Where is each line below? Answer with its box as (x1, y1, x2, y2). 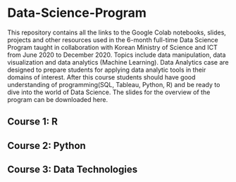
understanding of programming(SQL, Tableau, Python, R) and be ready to (7, 80, 221, 89)
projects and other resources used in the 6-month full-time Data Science (7, 35, 218, 44)
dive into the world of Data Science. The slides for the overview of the (7, 88, 211, 96)
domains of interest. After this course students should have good (7, 72, 196, 82)
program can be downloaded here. (7, 95, 108, 103)
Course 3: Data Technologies (7, 164, 138, 176)
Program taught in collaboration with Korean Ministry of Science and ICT (7, 43, 218, 51)
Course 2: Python (7, 139, 86, 152)
